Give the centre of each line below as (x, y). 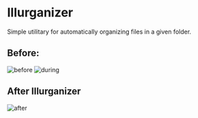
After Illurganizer (44, 92)
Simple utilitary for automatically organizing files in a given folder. (99, 32)
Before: (23, 53)
